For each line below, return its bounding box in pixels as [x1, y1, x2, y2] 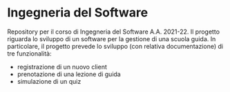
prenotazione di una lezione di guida [17, 70, 121, 78]
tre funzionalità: [7, 49, 52, 58]
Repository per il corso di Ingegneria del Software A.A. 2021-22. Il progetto [7, 27, 220, 36]
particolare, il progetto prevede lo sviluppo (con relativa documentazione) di [7, 42, 223, 50]
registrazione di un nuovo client [17, 62, 107, 71]
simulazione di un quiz [17, 77, 82, 85]
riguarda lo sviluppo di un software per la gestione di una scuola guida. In [7, 34, 216, 43]
